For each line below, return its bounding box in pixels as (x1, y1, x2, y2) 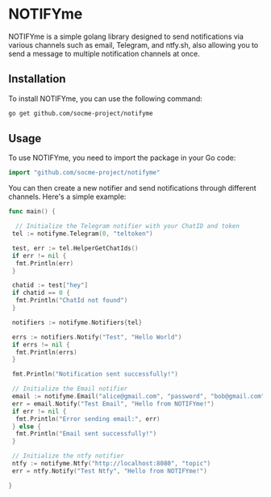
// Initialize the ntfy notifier (11, 452, 125, 461)
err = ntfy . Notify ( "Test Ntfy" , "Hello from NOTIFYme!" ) (11, 466, 207, 475)
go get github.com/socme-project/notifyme (8, 109, 153, 117)
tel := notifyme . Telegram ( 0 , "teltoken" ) (11, 230, 153, 238)
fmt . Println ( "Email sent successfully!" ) (15, 430, 157, 438)
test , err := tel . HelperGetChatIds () (11, 244, 139, 252)
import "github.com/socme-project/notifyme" (8, 169, 161, 177)
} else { (11, 422, 42, 431)
